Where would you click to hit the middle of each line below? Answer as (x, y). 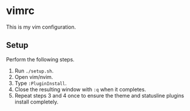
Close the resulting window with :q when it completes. (80, 89)
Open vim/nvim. (34, 77)
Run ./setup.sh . (34, 71)
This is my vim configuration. (41, 27)
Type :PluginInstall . (40, 83)
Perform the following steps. (40, 59)
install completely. (36, 102)
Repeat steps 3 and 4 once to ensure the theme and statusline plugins (99, 95)
